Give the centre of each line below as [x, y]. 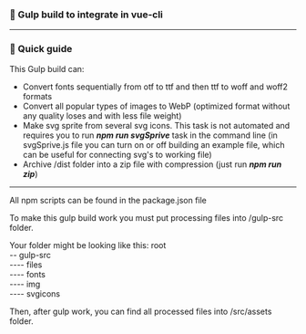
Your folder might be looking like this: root [88, 245]
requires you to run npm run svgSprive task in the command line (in [150, 135]
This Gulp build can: [47, 68]
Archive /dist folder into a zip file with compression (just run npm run [152, 164]
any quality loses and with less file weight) [102, 115]
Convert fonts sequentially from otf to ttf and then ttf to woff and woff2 [155, 87]
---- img [25, 284]
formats [37, 96]
